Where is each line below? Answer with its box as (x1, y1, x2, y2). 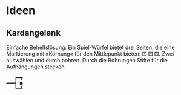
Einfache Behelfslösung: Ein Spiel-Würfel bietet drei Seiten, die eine (6, 44, 175, 51)
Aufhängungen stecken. (6, 63, 67, 70)
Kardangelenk (6, 28, 61, 38)
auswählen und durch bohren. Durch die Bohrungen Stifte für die (6, 57, 168, 64)
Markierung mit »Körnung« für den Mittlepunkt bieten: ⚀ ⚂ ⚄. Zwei (6, 50, 174, 57)
